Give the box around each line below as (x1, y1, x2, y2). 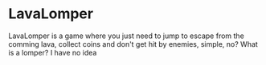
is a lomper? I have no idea (8, 48, 97, 57)
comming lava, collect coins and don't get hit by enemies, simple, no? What (8, 39, 259, 48)
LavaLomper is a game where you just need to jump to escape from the (8, 31, 245, 40)
